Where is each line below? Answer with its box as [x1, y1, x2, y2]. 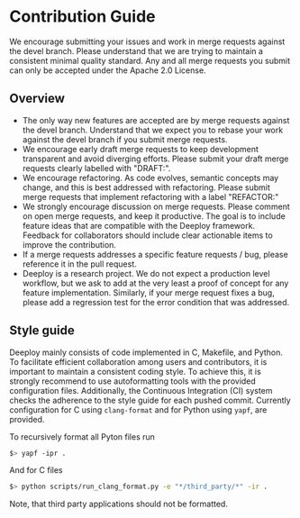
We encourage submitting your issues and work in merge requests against [9, 36, 286, 47]
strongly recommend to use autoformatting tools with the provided [9, 376, 257, 386]
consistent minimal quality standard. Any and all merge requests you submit [9, 55, 291, 66]
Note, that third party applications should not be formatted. [9, 498, 228, 510]
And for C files [9, 465, 63, 476]
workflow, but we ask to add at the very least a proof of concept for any [22, 277, 289, 288]
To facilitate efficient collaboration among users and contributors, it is [9, 356, 268, 367]
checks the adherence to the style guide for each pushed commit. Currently [9, 395, 291, 405]
